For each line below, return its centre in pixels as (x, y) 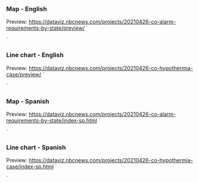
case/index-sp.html (30, 167)
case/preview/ (24, 74)
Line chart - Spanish (36, 147)
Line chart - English (35, 55)
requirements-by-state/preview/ (46, 28)
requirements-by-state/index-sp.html (52, 120)
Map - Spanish (28, 101)
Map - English (27, 9)
